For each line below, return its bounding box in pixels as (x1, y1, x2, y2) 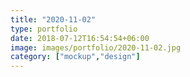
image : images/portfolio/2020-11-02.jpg (10, 42, 182, 53)
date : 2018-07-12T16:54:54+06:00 (10, 33, 150, 43)
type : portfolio (10, 24, 78, 34)
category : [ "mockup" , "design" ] (10, 52, 141, 62)
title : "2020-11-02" (10, 14, 97, 25)
